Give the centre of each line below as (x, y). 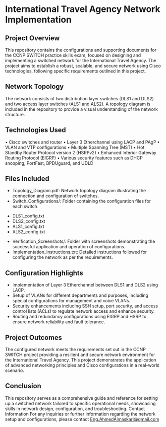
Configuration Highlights (44, 273)
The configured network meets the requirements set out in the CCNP (76, 350)
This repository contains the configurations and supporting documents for (81, 50)
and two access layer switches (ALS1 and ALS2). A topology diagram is (78, 104)
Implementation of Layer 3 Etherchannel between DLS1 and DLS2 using (85, 285)
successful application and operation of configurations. (69, 247)
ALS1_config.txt (28, 226)
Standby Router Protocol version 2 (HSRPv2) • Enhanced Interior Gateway (81, 152)
